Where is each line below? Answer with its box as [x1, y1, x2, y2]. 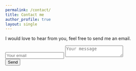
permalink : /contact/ [5, 7, 51, 13]
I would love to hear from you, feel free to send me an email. [5, 35, 131, 42]
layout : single [5, 21, 38, 27]
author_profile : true [5, 17, 51, 22]
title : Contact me [5, 12, 44, 17]
